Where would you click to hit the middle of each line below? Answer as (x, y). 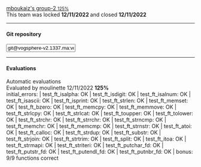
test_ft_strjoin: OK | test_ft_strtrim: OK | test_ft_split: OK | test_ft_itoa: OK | (96, 139)
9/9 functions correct (32, 158)
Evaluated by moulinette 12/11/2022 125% (58, 88)
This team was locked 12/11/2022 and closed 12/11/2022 (76, 14)
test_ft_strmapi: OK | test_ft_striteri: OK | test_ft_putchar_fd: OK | (85, 145)
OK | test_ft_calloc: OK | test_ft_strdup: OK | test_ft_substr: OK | (84, 133)
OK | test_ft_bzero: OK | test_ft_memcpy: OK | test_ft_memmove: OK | (92, 107)
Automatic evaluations (33, 82)
